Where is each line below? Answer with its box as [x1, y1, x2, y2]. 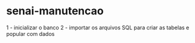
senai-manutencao [6, 4, 104, 18]
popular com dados [6, 30, 55, 37]
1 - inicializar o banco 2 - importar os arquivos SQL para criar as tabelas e [6, 24, 190, 31]
